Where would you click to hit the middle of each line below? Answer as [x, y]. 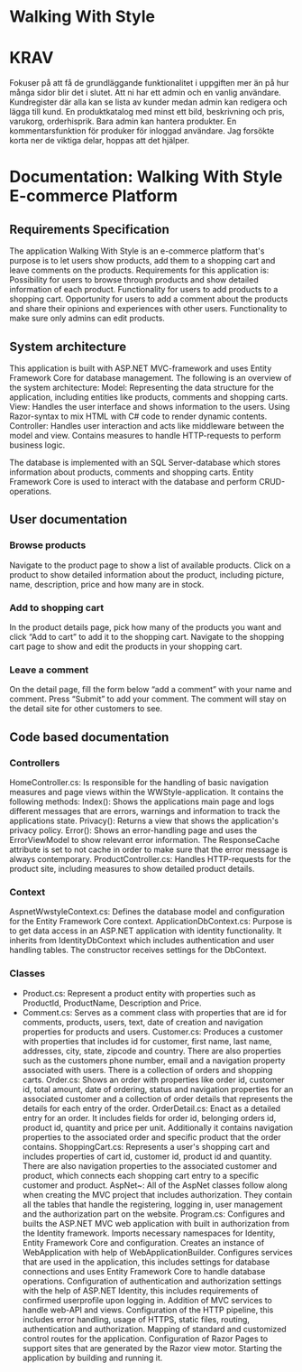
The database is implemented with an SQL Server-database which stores [145, 462]
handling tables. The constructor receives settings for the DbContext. [138, 950]
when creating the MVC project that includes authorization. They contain [157, 1194]
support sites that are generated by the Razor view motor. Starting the [152, 1348]
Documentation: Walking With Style [146, 177]
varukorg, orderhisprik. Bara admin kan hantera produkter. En [123, 121]
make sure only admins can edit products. [87, 319]
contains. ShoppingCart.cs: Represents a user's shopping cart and [146, 1146]
